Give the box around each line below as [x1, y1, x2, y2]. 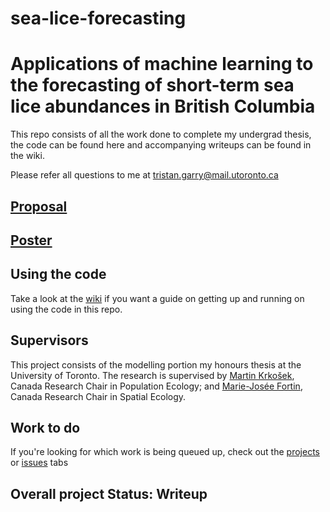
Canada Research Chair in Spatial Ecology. [10, 390, 187, 402]
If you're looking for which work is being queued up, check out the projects [10, 446, 320, 458]
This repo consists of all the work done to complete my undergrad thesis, [10, 128, 312, 141]
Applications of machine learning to [10, 53, 314, 76]
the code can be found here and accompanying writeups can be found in [10, 139, 312, 151]
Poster [10, 232, 53, 249]
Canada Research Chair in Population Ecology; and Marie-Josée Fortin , [10, 380, 303, 392]
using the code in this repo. [10, 303, 123, 315]
